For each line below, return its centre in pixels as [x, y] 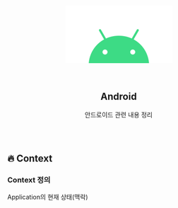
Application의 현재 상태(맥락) [48, 197]
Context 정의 [29, 180]
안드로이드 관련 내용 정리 [119, 115]
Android [119, 97]
